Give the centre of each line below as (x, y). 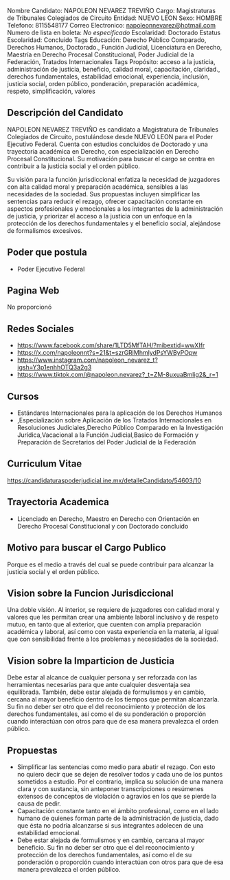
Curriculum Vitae (45, 464)
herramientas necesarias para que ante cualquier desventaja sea (99, 685)
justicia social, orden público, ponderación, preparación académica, (103, 84)
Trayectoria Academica (58, 502)
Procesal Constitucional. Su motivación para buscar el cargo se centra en (111, 158)
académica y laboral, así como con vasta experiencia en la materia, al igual (113, 632)
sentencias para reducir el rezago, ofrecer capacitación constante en (105, 201)
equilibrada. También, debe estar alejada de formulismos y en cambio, (106, 692)
